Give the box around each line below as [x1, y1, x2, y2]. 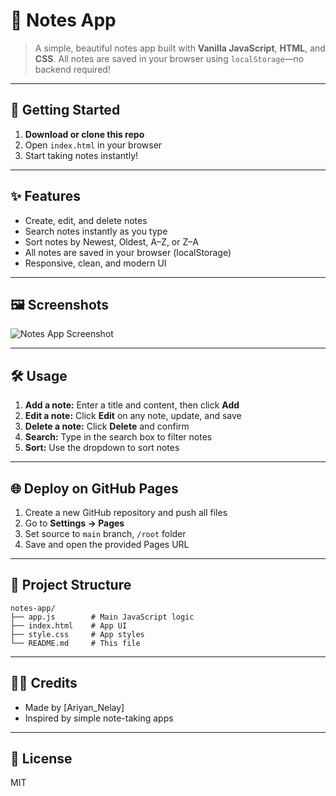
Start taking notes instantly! [24, 149, 139, 161]
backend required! [34, 63, 111, 75]
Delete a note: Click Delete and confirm [24, 420, 190, 433]
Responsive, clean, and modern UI [24, 257, 167, 269]
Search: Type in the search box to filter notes [24, 431, 213, 443]
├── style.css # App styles [10, 629, 145, 639]
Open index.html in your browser [24, 139, 163, 151]
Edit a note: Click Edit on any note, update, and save [24, 410, 242, 422]
